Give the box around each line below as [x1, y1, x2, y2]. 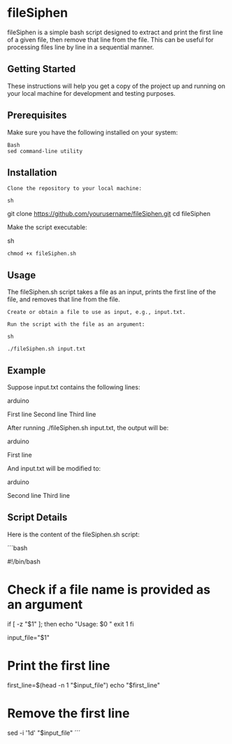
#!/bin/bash [7, 557, 41, 566]
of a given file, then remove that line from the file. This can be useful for [7, 35, 215, 43]
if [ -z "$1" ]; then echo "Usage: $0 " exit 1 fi [7, 620, 134, 628]
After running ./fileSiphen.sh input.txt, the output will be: [7, 424, 169, 431]
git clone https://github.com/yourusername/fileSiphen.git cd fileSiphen [7, 210, 211, 218]
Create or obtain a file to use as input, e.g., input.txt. [7, 309, 187, 316]
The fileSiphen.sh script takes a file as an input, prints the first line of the [7, 288, 217, 296]
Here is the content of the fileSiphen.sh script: [7, 530, 140, 538]
